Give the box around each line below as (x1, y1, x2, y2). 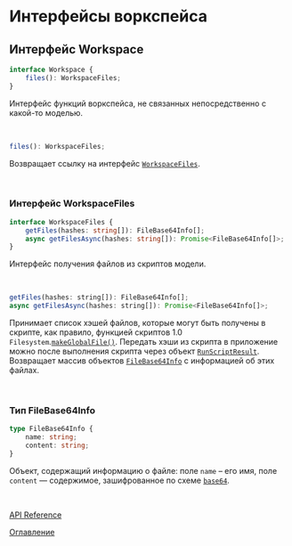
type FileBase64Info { (9, 425, 93, 434)
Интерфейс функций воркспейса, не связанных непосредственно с (9, 98, 267, 109)
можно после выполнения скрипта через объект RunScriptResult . (9, 346, 260, 357)
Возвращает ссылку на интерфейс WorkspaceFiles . (9, 158, 200, 168)
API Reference (9, 509, 62, 520)
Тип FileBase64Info (9, 403, 96, 416)
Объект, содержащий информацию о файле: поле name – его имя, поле (9, 465, 278, 476)
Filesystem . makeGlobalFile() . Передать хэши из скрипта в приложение (9, 337, 279, 347)
